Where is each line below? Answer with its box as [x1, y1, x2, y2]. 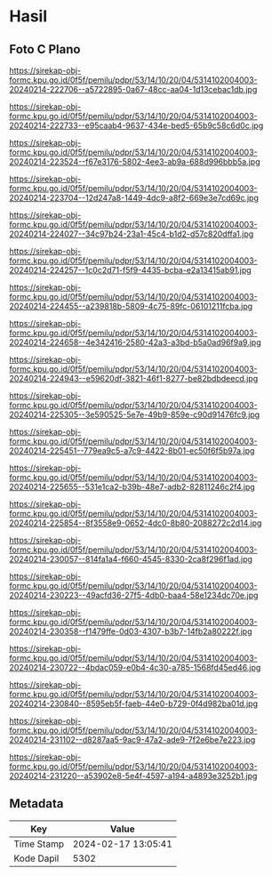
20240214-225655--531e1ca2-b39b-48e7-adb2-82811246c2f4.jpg [9, 482, 255, 492]
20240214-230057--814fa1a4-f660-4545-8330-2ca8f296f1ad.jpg [9, 554, 253, 564]
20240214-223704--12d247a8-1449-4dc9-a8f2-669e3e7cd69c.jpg [9, 193, 260, 203]
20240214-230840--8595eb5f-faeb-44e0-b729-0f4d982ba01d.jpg [9, 698, 259, 709]
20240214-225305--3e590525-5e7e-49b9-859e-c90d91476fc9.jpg [9, 409, 260, 420]
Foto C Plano [9, 42, 81, 57]
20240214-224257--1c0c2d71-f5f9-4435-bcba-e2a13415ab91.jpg [9, 265, 252, 275]
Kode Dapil [13, 852, 60, 864]
